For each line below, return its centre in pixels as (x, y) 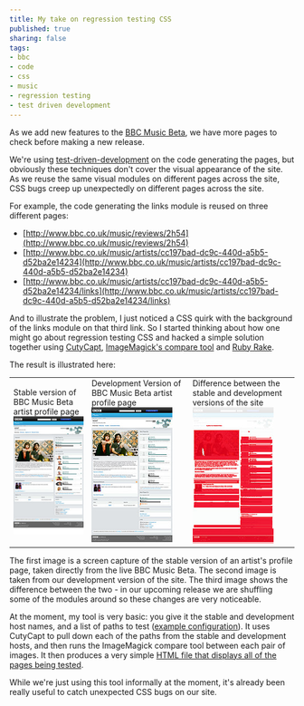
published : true (40, 29)
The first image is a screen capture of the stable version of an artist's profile (151, 560)
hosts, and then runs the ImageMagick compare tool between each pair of (147, 645)
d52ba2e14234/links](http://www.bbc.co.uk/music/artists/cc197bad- (150, 291)
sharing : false (38, 38)
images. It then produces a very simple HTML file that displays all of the (143, 655)
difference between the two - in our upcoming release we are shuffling (141, 589)
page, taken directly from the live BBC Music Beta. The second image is (143, 570)
